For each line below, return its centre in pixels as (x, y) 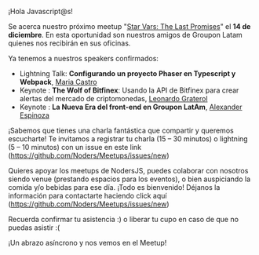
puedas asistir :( (34, 228)
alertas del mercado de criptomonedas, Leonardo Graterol (113, 98)
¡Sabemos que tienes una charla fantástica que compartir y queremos (121, 130)
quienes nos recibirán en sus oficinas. (69, 43)
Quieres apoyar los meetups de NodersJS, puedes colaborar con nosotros (128, 171)
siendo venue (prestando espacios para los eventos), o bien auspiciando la (129, 179)
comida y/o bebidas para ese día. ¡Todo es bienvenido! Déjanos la (114, 187)
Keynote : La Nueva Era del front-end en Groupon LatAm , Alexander (131, 107)
